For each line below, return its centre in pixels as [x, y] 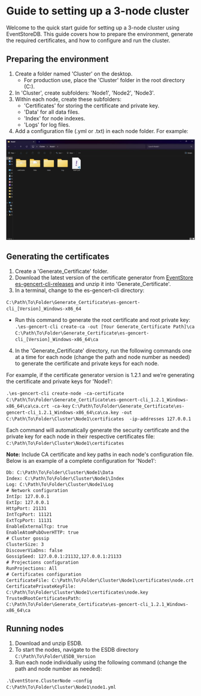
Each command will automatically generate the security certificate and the [98, 430]
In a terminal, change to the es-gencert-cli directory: [80, 290]
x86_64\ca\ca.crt [28, 406]
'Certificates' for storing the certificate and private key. [92, 106]
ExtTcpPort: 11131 [29, 520]
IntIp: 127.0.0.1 [28, 496]
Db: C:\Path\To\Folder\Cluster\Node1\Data [60, 472]
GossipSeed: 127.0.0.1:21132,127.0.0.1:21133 [64, 556]
